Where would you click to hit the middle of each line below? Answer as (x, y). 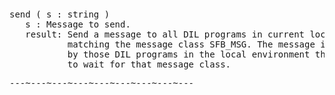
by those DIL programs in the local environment (189, 54)
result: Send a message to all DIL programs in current (165, 34)
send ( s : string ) (60, 14)
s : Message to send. (78, 24)
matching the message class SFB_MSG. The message (191, 44)
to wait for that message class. (149, 64)
